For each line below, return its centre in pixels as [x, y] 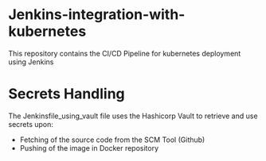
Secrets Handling [66, 94]
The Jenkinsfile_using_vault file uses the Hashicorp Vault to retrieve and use [133, 116]
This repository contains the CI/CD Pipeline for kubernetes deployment [125, 53]
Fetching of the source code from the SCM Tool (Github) [112, 140]
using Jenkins [31, 62]
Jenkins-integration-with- [97, 15]
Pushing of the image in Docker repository [89, 148]
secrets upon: [31, 124]
